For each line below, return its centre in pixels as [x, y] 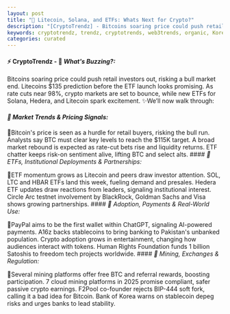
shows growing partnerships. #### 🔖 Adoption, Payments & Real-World [108, 204]
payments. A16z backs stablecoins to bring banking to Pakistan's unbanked [114, 232]
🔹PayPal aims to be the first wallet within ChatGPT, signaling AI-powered [110, 224]
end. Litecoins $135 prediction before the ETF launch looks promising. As [110, 86]
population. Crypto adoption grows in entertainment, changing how [102, 239]
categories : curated [37, 39]
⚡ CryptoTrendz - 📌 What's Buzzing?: [61, 61]
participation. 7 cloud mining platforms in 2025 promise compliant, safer [109, 281]
